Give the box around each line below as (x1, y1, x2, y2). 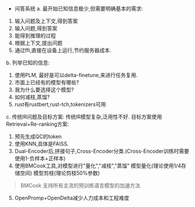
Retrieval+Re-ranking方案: (6, 120, 69, 127)
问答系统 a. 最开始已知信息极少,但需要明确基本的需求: (14, 5, 143, 12)
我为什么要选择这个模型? (14, 87, 74, 93)
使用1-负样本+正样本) (14, 155, 66, 162)
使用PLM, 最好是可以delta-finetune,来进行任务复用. (14, 72, 138, 78)
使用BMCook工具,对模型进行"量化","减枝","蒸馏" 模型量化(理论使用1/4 (14, 163, 182, 169)
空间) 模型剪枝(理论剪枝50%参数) (19, 170, 100, 177)
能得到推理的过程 (14, 32, 56, 39)
